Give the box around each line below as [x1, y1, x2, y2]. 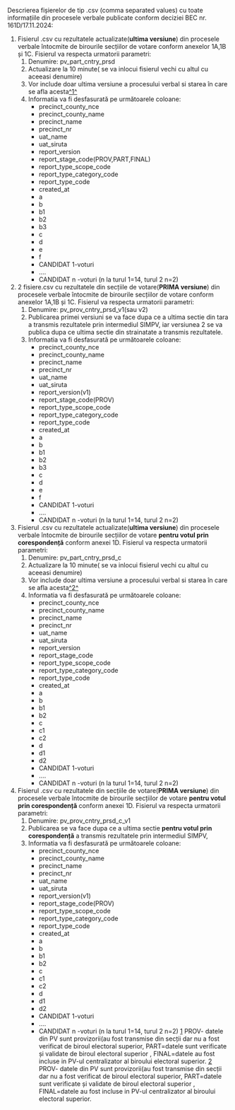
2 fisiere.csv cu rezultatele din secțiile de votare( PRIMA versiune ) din [17, 283, 220, 291]
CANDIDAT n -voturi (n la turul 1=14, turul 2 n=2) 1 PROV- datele [38, 1027, 224, 1035]
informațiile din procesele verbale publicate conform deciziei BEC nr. [7, 13, 207, 22]
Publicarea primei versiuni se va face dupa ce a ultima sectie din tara [28, 313, 229, 321]
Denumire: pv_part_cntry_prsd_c [28, 553, 122, 562]
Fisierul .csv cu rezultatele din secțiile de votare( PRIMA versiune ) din [17, 787, 219, 794]
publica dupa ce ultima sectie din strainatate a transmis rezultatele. [28, 328, 224, 336]
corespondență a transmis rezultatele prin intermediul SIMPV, [28, 831, 208, 840]
